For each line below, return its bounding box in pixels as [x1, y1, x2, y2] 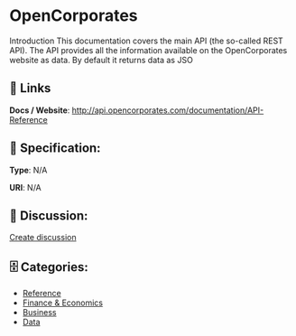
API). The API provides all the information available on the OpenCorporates [9, 44, 288, 55]
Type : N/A [9, 164, 48, 175]
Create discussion [9, 232, 77, 243]
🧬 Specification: [9, 141, 101, 156]
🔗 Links [9, 80, 51, 96]
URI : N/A [9, 182, 42, 192]
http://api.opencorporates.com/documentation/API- [71, 105, 264, 116]
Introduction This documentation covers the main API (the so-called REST [9, 35, 284, 46]
